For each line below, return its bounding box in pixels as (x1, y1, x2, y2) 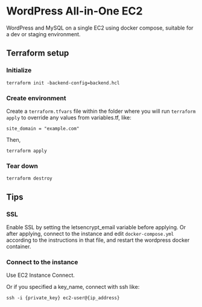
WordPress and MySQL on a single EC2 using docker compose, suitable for (6, 24, 194, 31)
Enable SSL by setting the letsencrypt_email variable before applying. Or (6, 223, 186, 230)
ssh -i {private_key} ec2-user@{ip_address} (6, 295, 120, 301)
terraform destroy (6, 176, 52, 182)
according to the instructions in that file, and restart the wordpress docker (6, 236, 190, 244)
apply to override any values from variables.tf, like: (6, 113, 131, 121)
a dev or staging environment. (6, 30, 81, 37)
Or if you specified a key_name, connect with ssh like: (6, 283, 140, 291)
